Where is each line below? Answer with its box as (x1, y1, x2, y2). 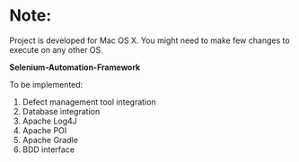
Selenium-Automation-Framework (9, 62, 141, 72)
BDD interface (22, 144, 75, 155)
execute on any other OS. (9, 44, 103, 55)
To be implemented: (9, 79, 84, 90)
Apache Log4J (22, 115, 78, 126)
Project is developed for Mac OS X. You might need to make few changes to (9, 35, 290, 46)
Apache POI (22, 124, 67, 135)
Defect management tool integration (22, 96, 156, 107)
